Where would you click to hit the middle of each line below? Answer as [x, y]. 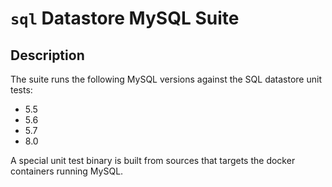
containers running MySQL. [67, 171]
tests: [21, 90]
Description [47, 55]
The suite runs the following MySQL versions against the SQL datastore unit [166, 79]
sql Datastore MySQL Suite [125, 18]
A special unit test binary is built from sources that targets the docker [153, 160]
